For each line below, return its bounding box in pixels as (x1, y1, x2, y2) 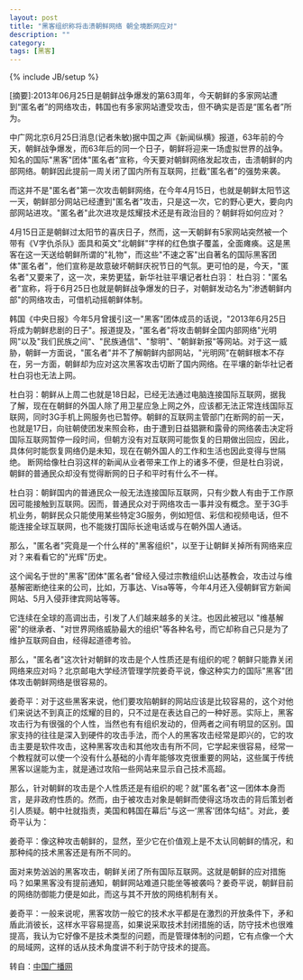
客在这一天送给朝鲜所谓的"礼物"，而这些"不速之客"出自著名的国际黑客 (9, 249, 270, 260)
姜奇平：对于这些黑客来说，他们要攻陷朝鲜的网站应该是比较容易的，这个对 (9, 696, 286, 707)
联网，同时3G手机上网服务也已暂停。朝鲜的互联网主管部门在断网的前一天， (9, 411, 289, 422)
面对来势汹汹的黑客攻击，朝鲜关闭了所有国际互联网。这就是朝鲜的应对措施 (9, 866, 286, 877)
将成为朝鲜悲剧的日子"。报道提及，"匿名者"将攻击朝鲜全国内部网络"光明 (9, 325, 278, 336)
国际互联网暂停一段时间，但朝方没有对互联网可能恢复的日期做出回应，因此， (9, 434, 294, 445)
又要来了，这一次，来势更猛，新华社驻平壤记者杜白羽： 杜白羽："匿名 (28, 272, 288, 282)
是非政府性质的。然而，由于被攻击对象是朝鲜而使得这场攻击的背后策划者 (24, 794, 294, 805)
